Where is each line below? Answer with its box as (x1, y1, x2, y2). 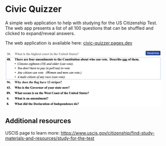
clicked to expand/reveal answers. (5, 30, 75, 36)
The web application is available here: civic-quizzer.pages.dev (5, 40, 133, 46)
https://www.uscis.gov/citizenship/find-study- (60, 130, 155, 136)
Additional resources (5, 117, 71, 125)
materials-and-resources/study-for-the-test (5, 135, 95, 141)
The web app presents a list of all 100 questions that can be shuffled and (5, 25, 154, 31)
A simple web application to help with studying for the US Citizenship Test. (5, 20, 158, 26)
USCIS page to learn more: (5, 130, 60, 136)
